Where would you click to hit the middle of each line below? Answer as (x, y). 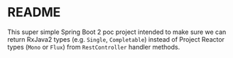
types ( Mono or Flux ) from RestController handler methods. (94, 47)
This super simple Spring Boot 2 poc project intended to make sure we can (117, 32)
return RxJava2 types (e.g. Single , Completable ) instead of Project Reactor (116, 39)
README (34, 12)
